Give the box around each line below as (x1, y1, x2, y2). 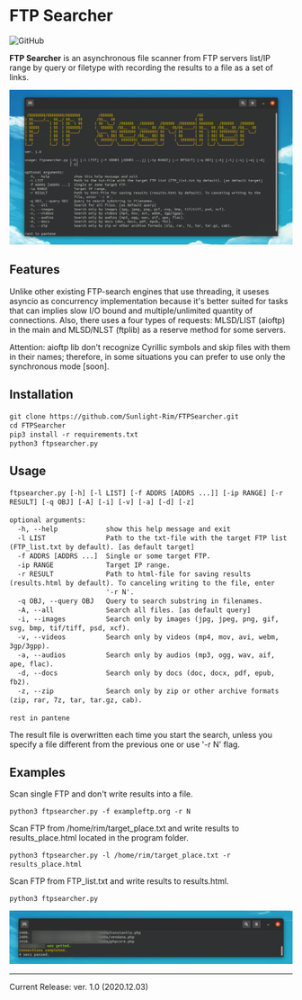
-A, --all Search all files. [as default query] (17, 605, 252, 615)
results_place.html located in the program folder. (9, 833, 189, 843)
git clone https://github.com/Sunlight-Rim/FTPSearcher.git (9, 411, 240, 421)
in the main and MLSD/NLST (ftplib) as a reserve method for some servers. (9, 324, 286, 335)
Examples (9, 764, 66, 779)
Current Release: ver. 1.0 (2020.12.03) (9, 981, 149, 992)
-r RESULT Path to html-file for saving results (17, 569, 252, 579)
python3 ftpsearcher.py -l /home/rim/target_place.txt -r (9, 851, 231, 860)
